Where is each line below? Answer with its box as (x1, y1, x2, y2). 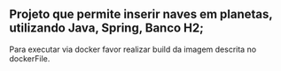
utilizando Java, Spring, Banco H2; (9, 21, 204, 36)
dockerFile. (9, 53, 51, 64)
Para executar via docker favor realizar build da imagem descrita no (9, 44, 257, 54)
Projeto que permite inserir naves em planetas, (9, 7, 273, 22)
